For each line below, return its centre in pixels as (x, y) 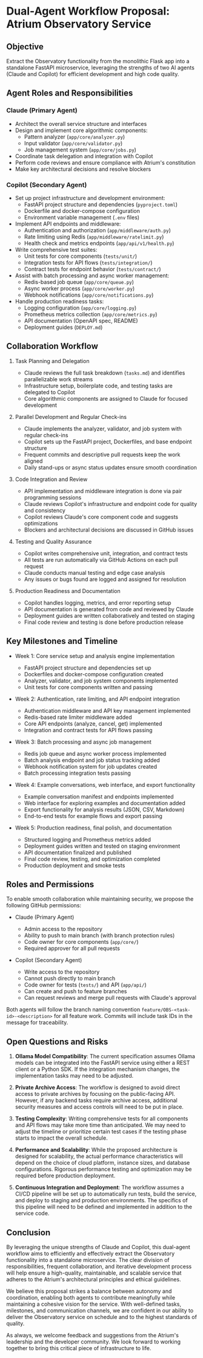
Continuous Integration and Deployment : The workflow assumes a (99, 1188)
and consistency (45, 510)
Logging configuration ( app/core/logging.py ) (80, 308)
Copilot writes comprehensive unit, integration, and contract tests (106, 553)
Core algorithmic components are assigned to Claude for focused (106, 398)
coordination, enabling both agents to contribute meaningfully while (91, 1298)
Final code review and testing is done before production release (104, 622)
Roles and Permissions (50, 884)
